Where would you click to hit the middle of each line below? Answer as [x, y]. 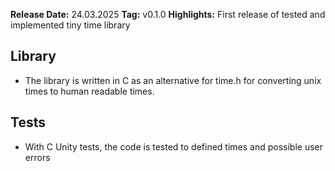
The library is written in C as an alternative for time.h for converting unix [173, 80]
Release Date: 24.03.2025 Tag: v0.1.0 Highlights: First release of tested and [168, 14]
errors [37, 157]
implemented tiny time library [70, 25]
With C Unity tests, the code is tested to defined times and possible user [174, 146]
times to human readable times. [89, 91]
